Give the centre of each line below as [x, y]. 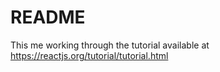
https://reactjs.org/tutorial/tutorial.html [89, 55]
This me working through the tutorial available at [110, 45]
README [48, 17]
